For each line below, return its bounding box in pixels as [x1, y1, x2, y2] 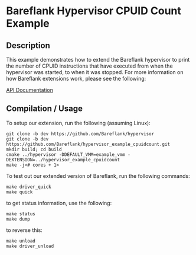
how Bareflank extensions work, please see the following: [6, 75, 146, 82]
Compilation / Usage [6, 104, 83, 114]
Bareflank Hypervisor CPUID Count [6, 4, 182, 18]
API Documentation [6, 87, 53, 93]
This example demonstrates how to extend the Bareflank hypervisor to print [6, 56, 190, 63]
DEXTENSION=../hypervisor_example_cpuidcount [6, 157, 120, 162]
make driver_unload [6, 243, 54, 249]
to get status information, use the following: [6, 199, 112, 206]
